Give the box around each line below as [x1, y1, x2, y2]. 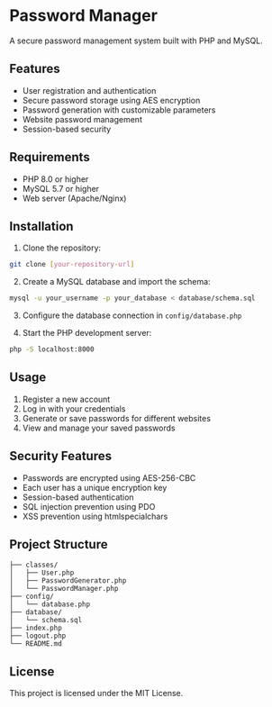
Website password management [22, 113, 142, 124]
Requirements [9, 150, 90, 165]
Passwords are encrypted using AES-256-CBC [22, 472, 196, 483]
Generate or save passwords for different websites [22, 412, 212, 423]
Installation [9, 218, 74, 234]
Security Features [9, 449, 113, 464]
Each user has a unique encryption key [22, 482, 168, 493]
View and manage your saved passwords [22, 422, 176, 433]
